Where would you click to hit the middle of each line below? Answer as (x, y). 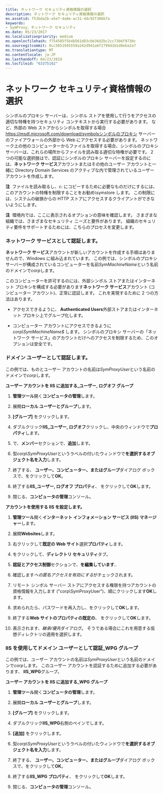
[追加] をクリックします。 (38, 733)
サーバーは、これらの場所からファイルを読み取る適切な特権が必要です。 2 (79, 152)
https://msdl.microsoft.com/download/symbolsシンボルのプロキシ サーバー (81, 134)
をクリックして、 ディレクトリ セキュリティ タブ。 (61, 554)
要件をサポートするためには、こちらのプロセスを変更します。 (75, 227)
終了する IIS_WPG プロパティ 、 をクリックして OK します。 (70, 776)
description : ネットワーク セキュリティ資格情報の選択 (55, 14)
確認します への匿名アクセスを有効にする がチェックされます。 (74, 575)
